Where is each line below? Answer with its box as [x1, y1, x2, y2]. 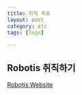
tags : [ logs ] [7, 29, 44, 36]
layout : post [7, 16, 44, 23]
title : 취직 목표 [7, 10, 51, 17]
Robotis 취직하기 [7, 62, 76, 74]
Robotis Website [7, 81, 53, 89]
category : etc [7, 23, 48, 29]
